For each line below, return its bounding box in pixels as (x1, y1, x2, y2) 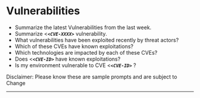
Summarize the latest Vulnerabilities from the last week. (14, 24, 152, 31)
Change (6, 79, 26, 87)
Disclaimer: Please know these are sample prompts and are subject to (6, 73, 177, 80)
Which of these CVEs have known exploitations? (14, 43, 134, 50)
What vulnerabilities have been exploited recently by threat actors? (14, 36, 179, 43)
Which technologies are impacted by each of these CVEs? (14, 49, 158, 56)
